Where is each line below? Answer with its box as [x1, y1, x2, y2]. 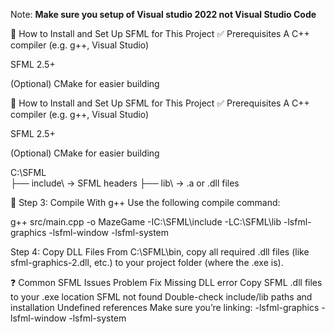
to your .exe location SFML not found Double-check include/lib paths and [10, 291, 313, 303]
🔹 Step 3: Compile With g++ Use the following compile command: [10, 197, 281, 208]
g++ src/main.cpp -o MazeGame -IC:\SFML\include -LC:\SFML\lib [10, 216, 282, 228]
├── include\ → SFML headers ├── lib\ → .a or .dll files [10, 177, 240, 189]
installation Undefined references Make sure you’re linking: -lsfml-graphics [10, 302, 320, 313]
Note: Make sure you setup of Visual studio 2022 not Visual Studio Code [10, 9, 317, 20]
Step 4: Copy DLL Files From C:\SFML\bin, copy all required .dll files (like [10, 246, 310, 258]
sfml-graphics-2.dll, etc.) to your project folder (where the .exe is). [10, 257, 284, 268]
